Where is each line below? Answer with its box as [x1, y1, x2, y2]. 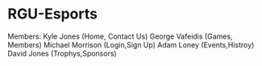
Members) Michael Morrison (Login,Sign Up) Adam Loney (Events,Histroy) [7, 39, 255, 49]
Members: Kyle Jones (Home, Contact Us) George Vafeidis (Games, [7, 31, 233, 41]
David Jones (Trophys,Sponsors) [7, 48, 118, 58]
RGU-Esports [7, 5, 98, 23]
